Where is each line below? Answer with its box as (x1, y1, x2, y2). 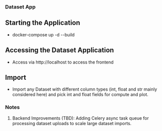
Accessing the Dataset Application (5, 46, 114, 55)
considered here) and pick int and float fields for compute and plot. (12, 92, 149, 98)
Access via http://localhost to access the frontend (12, 59, 114, 65)
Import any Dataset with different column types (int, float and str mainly (12, 86, 158, 92)
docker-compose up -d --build (12, 32, 75, 37)
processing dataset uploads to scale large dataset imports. (12, 120, 132, 126)
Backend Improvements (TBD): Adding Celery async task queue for (12, 115, 149, 121)
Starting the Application (5, 19, 80, 27)
